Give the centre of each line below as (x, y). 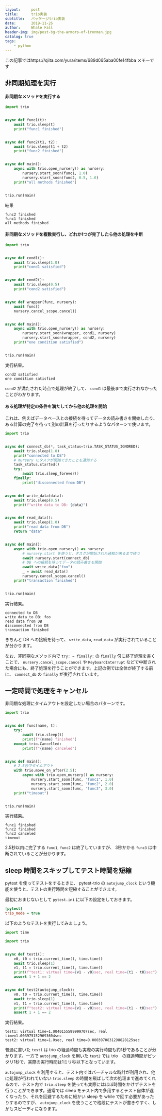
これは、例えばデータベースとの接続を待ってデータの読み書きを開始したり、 (81, 418)
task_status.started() (37, 465)
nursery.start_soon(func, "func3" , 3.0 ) (72, 789)
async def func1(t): (26, 120)
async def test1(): (25, 954)
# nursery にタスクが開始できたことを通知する (55, 460)
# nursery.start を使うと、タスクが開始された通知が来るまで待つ (81, 553)
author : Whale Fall (29, 28)
